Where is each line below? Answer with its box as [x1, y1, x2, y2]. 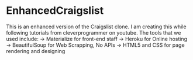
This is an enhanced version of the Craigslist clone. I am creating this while [6, 23, 187, 30]
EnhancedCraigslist [6, 4, 104, 17]
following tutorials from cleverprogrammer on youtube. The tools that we [6, 29, 181, 36]
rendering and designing [6, 47, 66, 54]
